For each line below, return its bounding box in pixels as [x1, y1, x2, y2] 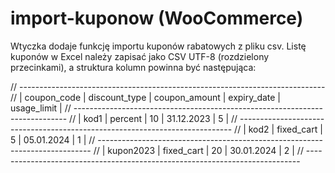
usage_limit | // [10, 102, 72, 114]
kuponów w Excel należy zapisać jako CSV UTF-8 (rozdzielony [10, 50, 270, 62]
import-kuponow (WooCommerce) [10, 7, 304, 30]
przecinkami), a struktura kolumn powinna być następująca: [10, 61, 257, 73]
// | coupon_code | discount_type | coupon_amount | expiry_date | [10, 91, 282, 103]
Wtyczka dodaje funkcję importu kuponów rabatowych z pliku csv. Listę [10, 40, 307, 52]
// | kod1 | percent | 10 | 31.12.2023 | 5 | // [69, 112, 238, 124]
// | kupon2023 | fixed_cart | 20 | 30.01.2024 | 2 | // [93, 144, 304, 156]
